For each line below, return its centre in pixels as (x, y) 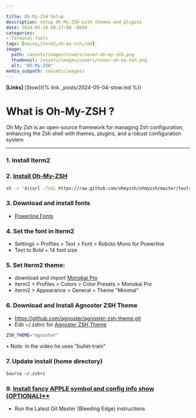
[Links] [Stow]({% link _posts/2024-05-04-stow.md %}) (74, 88)
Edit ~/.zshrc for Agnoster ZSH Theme (60, 324)
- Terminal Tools (27, 39)
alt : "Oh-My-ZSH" (32, 65)
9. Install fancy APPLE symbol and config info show (80, 388)
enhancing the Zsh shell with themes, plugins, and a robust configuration (94, 134)
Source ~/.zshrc (26, 374)
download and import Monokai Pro (56, 278)
